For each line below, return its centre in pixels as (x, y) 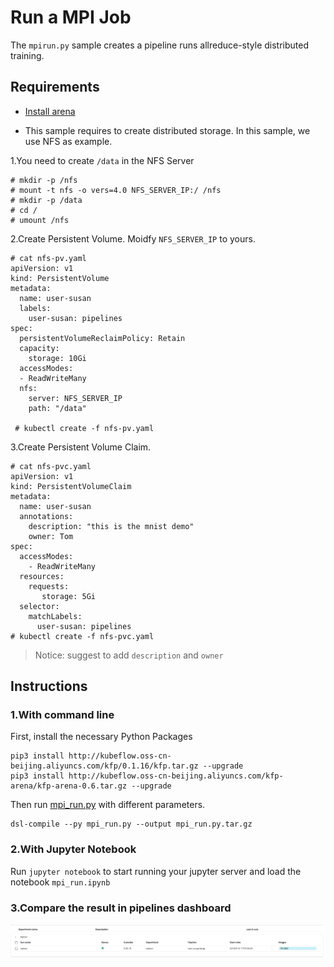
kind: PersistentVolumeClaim (71, 486)
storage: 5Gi (69, 596)
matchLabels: (55, 616)
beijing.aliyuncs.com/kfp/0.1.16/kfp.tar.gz (104, 766)
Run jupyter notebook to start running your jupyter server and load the (156, 871)
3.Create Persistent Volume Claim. (81, 447)
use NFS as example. (68, 141)
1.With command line (62, 715)
